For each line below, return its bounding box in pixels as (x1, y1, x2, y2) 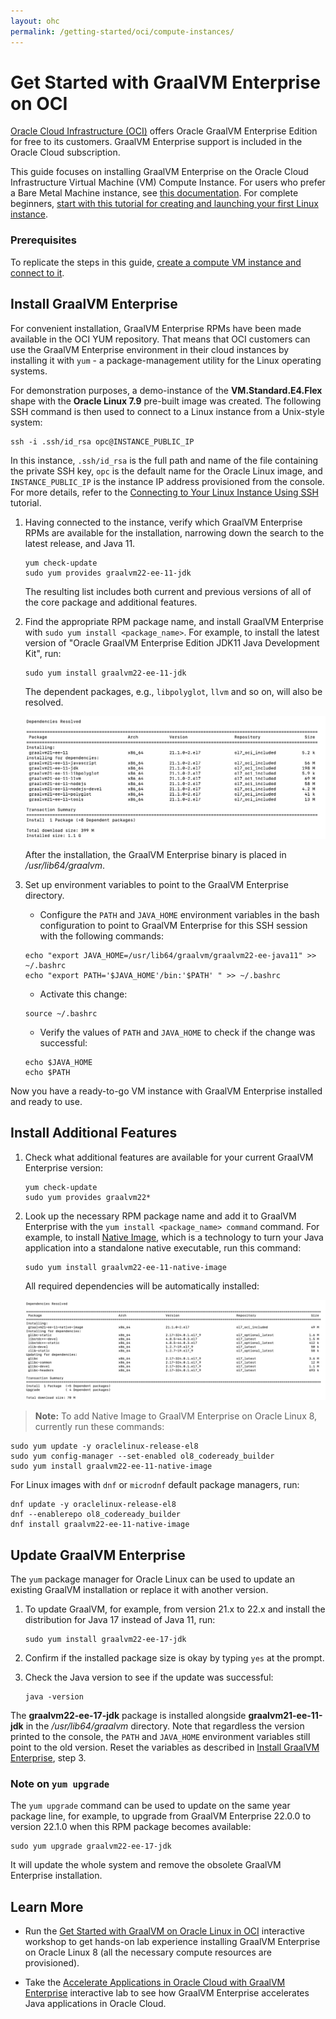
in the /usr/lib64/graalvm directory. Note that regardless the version (25, 1720, 305, 1732)
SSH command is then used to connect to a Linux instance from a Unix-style (10, 405, 325, 417)
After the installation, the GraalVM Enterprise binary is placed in (24, 849, 287, 861)
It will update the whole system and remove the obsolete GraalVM (10, 1859, 282, 1871)
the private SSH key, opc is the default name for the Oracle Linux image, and (10, 465, 323, 477)
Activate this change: (39, 988, 128, 1000)
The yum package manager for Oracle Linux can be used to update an (10, 1573, 295, 1585)
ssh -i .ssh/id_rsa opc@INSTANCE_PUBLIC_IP (10, 436, 195, 447)
